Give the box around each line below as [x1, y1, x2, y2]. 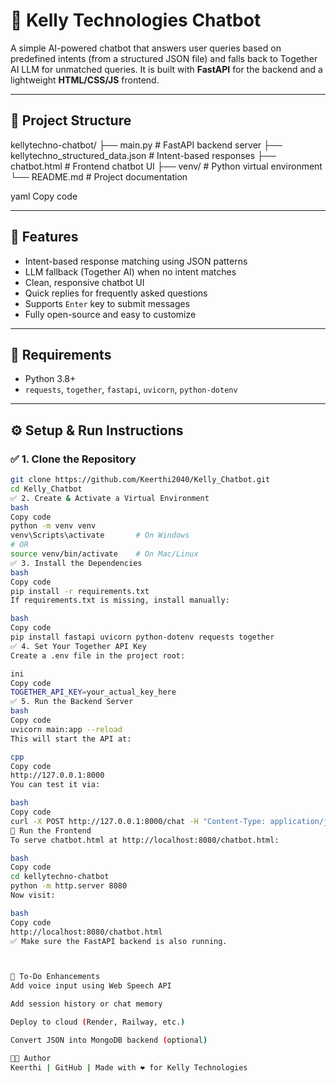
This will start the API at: [10, 734, 132, 744]
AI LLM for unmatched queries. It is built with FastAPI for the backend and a [10, 63, 323, 75]
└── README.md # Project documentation [10, 170, 188, 183]
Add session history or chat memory [10, 999, 163, 1009]
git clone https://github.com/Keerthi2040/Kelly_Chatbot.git [10, 475, 271, 485]
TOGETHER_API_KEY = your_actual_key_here [10, 687, 177, 698]
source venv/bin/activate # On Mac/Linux [10, 549, 199, 559]
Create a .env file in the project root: [10, 650, 186, 661]
